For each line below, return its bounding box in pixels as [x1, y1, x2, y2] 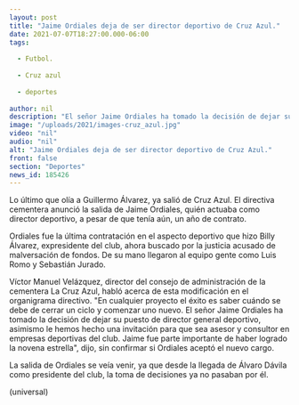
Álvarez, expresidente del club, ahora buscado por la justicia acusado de [9, 240, 276, 251]
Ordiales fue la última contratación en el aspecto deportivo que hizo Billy [9, 231, 276, 241]
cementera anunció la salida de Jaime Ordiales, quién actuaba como [9, 204, 261, 215]
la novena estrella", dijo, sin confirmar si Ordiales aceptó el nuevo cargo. [9, 343, 274, 353]
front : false [9, 153, 58, 163]
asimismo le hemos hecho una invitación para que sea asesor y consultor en [9, 324, 290, 335]
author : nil [9, 104, 53, 113]
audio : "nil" [9, 137, 58, 146]
